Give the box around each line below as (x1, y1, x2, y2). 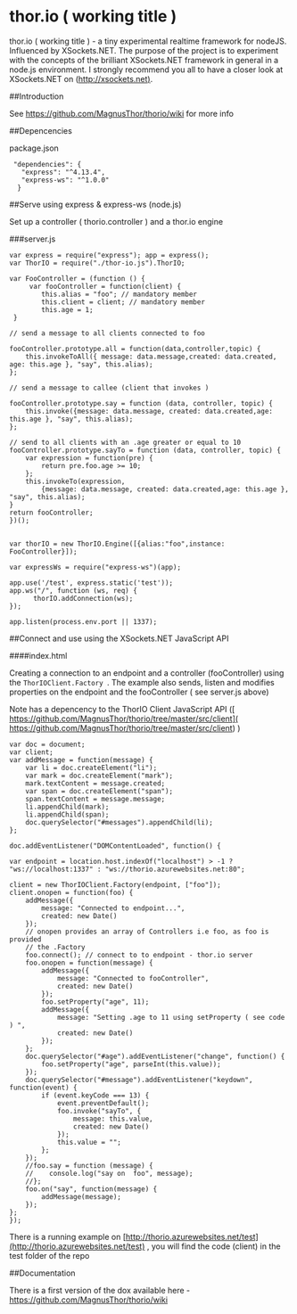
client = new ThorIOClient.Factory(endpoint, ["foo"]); (9, 880, 221, 889)
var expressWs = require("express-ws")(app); (9, 563, 181, 571)
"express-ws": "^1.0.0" (21, 176, 110, 185)
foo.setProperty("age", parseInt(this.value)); (41, 1059, 221, 1069)
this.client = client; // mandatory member (41, 297, 205, 307)
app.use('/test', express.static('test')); (9, 578, 174, 587)
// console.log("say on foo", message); (25, 1169, 194, 1178)
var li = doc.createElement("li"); (25, 763, 158, 772)
